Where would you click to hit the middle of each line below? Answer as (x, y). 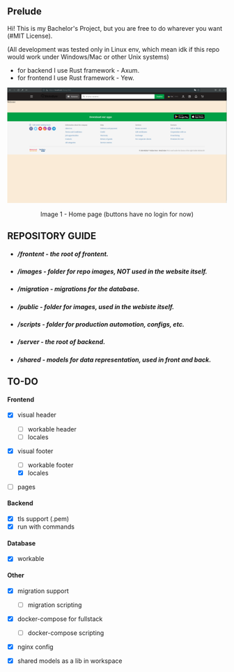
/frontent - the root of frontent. (63, 254)
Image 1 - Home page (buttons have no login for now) (117, 214)
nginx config (35, 647)
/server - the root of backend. (61, 342)
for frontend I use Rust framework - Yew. (76, 78)
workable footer (50, 465)
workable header (52, 429)
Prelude (24, 12)
